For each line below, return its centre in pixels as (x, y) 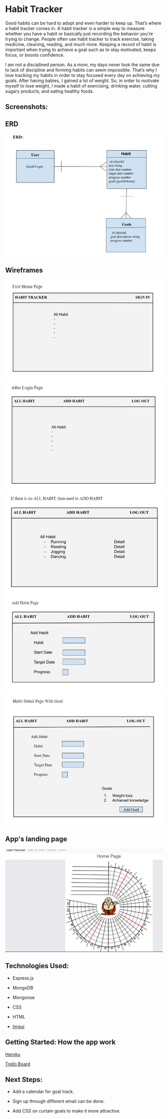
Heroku (13, 1054)
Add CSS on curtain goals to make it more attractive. (66, 1111)
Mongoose (23, 997)
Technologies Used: (37, 966)
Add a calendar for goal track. (43, 1091)
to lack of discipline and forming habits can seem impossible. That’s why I (81, 70)
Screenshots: (27, 107)
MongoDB (23, 987)
